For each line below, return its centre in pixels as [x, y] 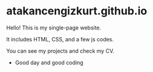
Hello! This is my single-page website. [54, 28]
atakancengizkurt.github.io [77, 11]
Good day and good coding [49, 62]
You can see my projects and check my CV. [60, 51]
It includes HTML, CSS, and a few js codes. [60, 39]
